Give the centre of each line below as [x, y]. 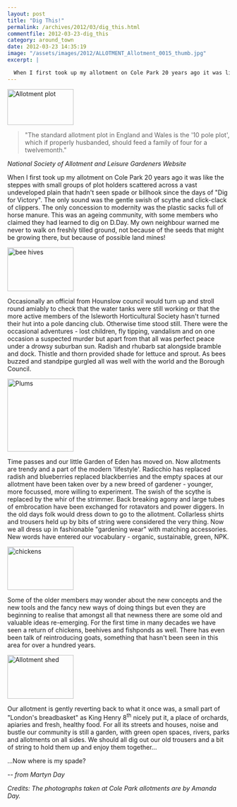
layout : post [26, 14]
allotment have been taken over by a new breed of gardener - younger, [110, 484]
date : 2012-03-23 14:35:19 [47, 47]
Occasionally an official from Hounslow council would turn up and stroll [111, 301]
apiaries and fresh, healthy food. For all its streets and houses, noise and [113, 725]
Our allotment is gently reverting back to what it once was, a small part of [114, 709]
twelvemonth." [45, 150]
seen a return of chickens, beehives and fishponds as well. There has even [116, 629]
